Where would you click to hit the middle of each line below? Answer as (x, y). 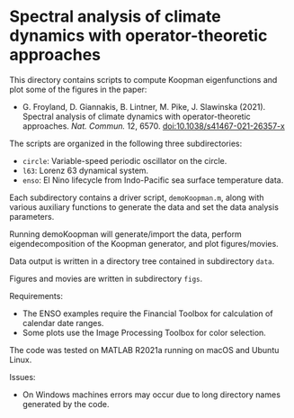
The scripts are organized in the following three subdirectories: (126, 143)
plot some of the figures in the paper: (78, 89)
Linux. (21, 359)
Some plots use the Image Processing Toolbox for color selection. (144, 332)
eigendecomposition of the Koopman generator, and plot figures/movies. (144, 243)
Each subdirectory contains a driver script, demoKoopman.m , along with (137, 197)
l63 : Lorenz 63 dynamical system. (85, 170)
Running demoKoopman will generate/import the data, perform (126, 234)
